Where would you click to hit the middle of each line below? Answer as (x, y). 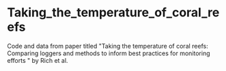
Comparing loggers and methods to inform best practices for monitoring (109, 53)
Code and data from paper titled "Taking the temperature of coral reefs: (108, 46)
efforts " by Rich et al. (38, 60)
